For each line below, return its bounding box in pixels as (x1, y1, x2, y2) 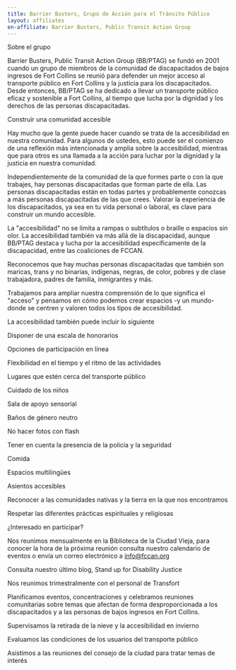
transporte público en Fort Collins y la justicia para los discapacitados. (7, 79, 212, 88)
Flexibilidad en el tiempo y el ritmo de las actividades (7, 358, 161, 368)
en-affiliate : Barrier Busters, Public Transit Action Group (7, 23, 191, 30)
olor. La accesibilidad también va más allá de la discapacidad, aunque (7, 231, 211, 240)
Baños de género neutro (7, 413, 78, 422)
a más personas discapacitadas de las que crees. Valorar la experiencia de (7, 195, 225, 204)
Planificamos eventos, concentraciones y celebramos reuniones (7, 593, 194, 601)
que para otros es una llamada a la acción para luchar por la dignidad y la (7, 151, 221, 160)
